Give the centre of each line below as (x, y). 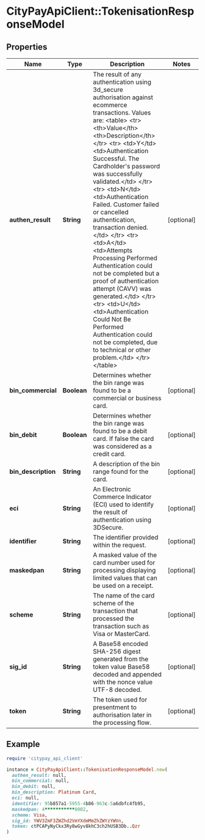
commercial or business (127, 398)
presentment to (115, 707)
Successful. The (116, 159)
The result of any (117, 74)
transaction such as (121, 626)
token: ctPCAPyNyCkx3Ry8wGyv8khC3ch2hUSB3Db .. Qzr (76, 827)
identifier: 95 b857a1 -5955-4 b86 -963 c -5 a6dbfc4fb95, (79, 803)
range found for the (120, 471)
